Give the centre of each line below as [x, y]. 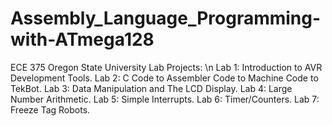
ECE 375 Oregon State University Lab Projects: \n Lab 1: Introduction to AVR [166, 67]
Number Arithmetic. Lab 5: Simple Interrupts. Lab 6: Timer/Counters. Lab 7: [165, 99]
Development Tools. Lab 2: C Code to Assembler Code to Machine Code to [164, 78]
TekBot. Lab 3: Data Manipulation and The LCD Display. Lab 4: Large [151, 88]
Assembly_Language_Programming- [166, 18]
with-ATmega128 [82, 39]
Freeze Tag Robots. [50, 109]
